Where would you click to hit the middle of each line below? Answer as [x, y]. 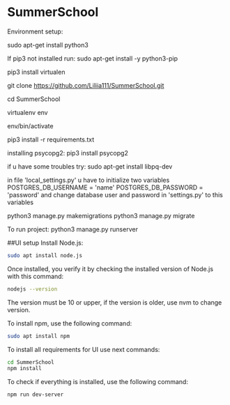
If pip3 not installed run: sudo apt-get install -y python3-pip [93, 58]
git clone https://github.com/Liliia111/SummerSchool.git [86, 85]
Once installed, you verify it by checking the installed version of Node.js [110, 268]
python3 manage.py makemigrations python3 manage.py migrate [101, 215]
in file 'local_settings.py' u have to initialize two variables [89, 180]
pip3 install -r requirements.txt [51, 139]
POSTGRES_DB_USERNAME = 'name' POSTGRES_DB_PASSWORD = [105, 187]
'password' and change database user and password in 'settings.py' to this [115, 194]
